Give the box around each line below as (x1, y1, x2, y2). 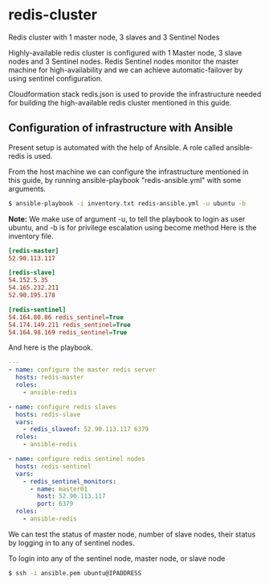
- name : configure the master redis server (8, 366, 157, 374)
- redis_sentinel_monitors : (22, 477, 116, 485)
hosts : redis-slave (15, 410, 81, 418)
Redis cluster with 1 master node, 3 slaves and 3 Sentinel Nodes (8, 32, 220, 42)
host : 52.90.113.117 (37, 492, 106, 500)
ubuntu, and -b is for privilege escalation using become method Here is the (8, 222, 257, 232)
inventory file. (8, 231, 54, 241)
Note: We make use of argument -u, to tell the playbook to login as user (8, 214, 246, 223)
